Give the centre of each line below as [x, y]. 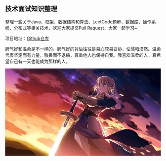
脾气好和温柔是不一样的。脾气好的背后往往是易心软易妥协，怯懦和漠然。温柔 [83, 49]
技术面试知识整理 [31, 9]
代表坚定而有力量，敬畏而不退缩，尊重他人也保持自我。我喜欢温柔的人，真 [81, 55]
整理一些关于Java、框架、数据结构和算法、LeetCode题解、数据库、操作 [78, 22]
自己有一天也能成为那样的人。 [40, 61]
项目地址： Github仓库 [27, 38]
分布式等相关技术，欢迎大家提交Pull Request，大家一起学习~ [75, 28]
